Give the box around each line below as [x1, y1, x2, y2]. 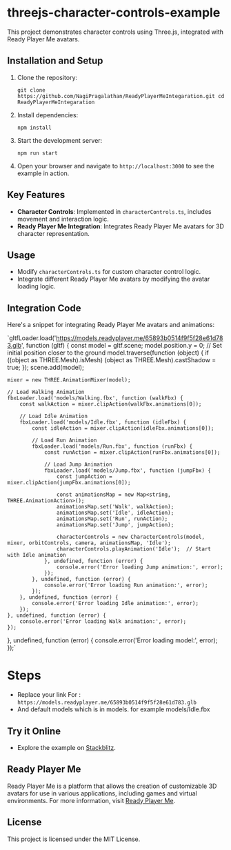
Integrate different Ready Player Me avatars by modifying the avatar [17, 275, 210, 284]
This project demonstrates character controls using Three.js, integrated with [7, 28, 224, 36]
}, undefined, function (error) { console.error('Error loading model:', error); [7, 636, 218, 644]
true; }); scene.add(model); [7, 364, 84, 372]
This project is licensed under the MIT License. [7, 835, 141, 843]
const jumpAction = [56, 473, 112, 480]
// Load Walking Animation [7, 388, 85, 396]
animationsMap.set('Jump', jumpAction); [56, 522, 174, 528]
